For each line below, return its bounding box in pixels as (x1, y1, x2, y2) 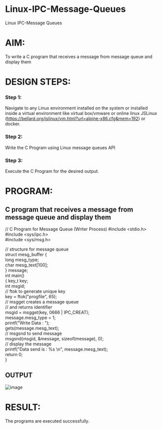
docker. (5, 121, 21, 127)
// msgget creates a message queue (5, 299, 79, 305)
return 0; (5, 351, 23, 357)
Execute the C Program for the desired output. (5, 168, 99, 174)
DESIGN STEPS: (5, 76, 71, 88)
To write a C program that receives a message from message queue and (5, 54, 153, 59)
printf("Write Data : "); (5, 320, 50, 325)
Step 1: (5, 94, 22, 101)
